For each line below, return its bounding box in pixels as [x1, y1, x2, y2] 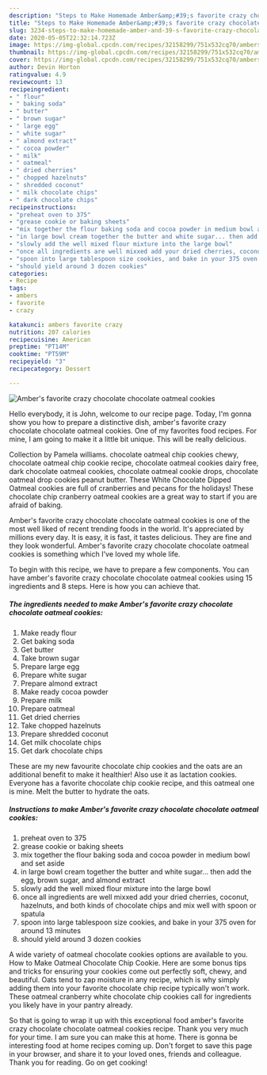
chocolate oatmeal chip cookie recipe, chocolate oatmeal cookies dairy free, [9, 457, 259, 468]
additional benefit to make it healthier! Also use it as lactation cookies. [9, 770, 237, 779]
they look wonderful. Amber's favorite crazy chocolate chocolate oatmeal [9, 541, 249, 550]
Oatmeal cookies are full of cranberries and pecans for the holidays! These [9, 483, 254, 492]
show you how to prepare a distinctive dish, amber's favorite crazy [9, 417, 227, 427]
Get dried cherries [20, 712, 81, 721]
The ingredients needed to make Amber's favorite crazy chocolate [9, 599, 233, 609]
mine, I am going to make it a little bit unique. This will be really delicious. [9, 434, 247, 444]
